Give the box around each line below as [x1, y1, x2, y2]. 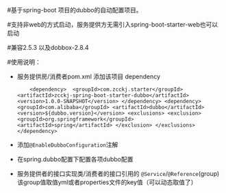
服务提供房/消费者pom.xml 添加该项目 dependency [16, 72, 161, 80]
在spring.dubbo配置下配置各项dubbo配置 [16, 155, 134, 163]
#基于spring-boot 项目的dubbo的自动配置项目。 [7, 6, 142, 14]
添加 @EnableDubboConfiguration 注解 [16, 140, 118, 149]
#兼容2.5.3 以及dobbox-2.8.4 [7, 44, 89, 51]
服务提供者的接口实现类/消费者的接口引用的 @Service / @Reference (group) [16, 170, 220, 177]
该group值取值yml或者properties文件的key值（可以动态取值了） [16, 178, 197, 186]
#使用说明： [7, 58, 41, 66]
